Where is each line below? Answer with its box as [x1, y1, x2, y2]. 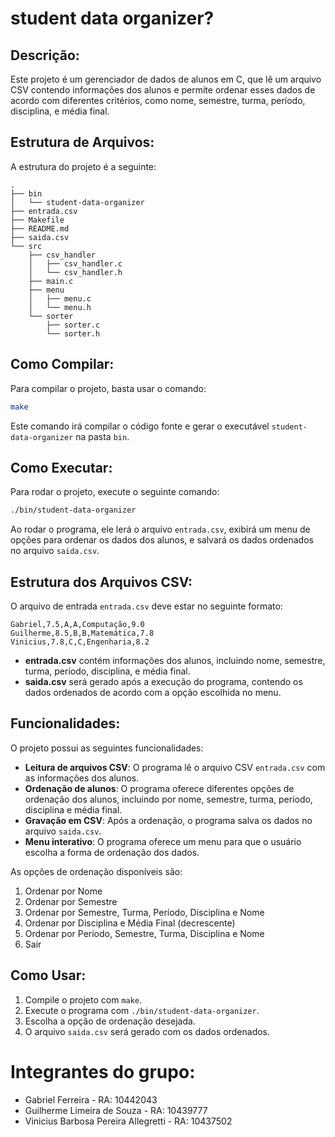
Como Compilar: [10, 356, 115, 373]
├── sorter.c [46, 320, 101, 330]
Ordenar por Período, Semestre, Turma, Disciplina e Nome [24, 927, 265, 939]
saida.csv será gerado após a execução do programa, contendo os [24, 676, 303, 687]
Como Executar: [10, 459, 113, 476]
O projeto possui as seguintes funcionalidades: [10, 742, 204, 754]
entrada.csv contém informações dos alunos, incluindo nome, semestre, [24, 655, 326, 666]
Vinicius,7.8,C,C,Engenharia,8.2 [10, 637, 150, 647]
